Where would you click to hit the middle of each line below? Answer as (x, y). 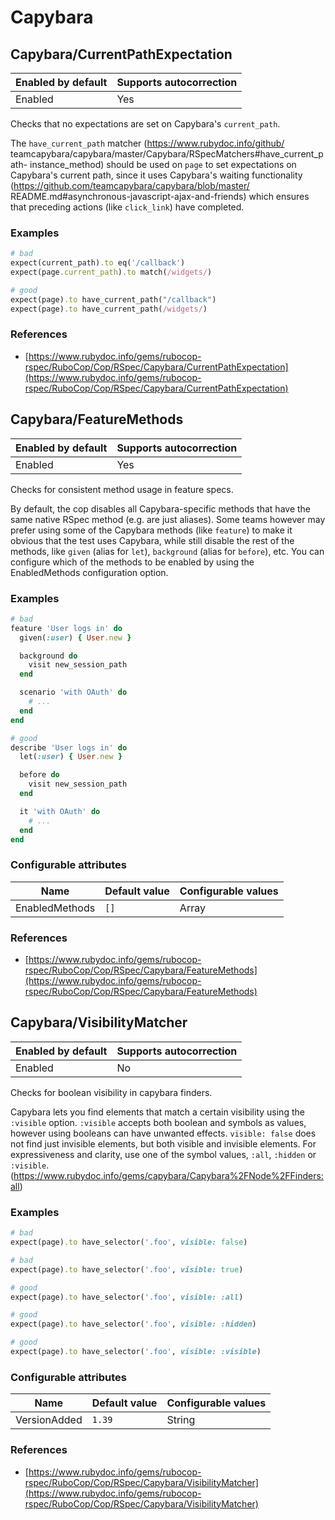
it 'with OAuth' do (60, 811)
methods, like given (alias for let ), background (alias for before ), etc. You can (167, 551)
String (181, 1420)
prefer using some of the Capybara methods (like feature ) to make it (151, 530)
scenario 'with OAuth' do (73, 692)
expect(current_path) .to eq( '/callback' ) (98, 263)
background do (48, 656)
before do (39, 775)
